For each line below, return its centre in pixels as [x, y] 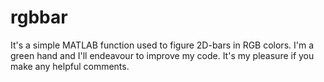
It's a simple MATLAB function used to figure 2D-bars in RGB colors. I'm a [162, 45]
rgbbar [39, 17]
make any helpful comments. [70, 66]
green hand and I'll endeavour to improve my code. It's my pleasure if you [162, 55]
